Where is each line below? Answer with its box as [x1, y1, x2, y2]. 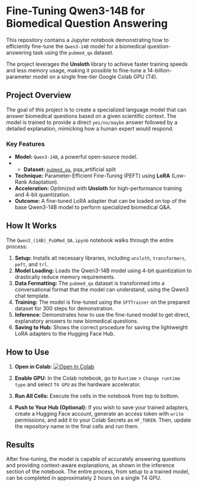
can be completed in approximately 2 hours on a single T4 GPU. [6, 475, 161, 482]
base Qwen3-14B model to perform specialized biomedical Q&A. [14, 203, 172, 211]
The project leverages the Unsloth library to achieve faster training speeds [6, 61, 188, 68]
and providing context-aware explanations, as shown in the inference [6, 461, 175, 469]
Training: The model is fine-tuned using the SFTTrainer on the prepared [14, 298, 190, 305]
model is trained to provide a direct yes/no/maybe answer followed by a [6, 119, 178, 126]
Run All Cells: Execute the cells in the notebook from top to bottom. [14, 392, 180, 399]
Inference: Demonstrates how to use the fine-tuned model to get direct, [14, 311, 190, 318]
